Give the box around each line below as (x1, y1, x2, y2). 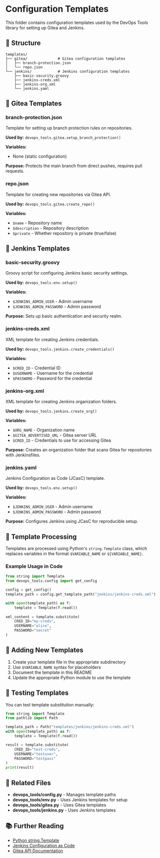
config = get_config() (5, 587, 52, 592)
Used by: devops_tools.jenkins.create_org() (5, 408, 97, 414)
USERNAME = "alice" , (14, 623, 52, 628)
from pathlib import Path (5, 716, 58, 721)
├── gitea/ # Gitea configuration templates (5, 56, 125, 61)
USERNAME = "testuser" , (14, 751, 58, 756)
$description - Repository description (12, 225, 89, 231)
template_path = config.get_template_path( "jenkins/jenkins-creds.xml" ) (5, 592, 156, 597)
